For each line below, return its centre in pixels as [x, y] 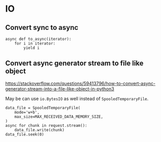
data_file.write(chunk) [40, 130]
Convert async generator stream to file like [74, 63]
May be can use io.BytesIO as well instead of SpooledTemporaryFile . [77, 99]
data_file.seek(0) [25, 134]
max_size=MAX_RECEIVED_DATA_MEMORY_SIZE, [59, 117]
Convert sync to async [42, 28]
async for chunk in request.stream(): [46, 125]
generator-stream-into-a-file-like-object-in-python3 [60, 88]
